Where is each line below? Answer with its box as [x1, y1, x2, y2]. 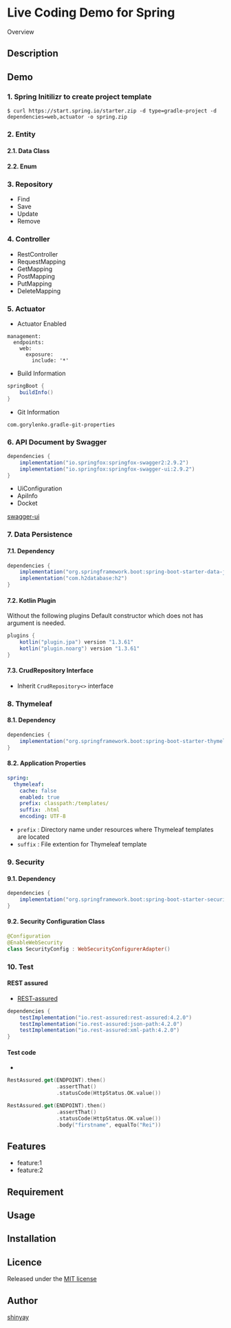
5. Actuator [7, 304, 46, 313]
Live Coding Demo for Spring [7, 5, 175, 21]
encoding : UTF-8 [19, 813, 67, 820]
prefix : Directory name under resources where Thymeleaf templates [16, 826, 214, 834]
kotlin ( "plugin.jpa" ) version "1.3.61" [19, 639, 134, 646]
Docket [16, 499, 38, 508]
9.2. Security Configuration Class [7, 918, 105, 926]
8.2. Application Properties [7, 759, 86, 767]
